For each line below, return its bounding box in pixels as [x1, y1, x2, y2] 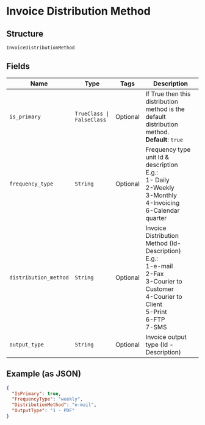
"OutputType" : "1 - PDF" [12, 407, 75, 414]
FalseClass [74, 116, 107, 123]
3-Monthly [145, 191, 177, 199]
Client [145, 300, 163, 309]
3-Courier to [145, 277, 182, 285]
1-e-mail [145, 262, 173, 270]
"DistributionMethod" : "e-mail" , [12, 402, 97, 408]
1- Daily [145, 176, 170, 184]
